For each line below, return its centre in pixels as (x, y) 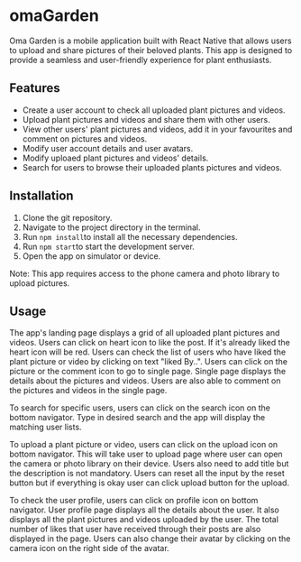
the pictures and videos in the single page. (88, 391)
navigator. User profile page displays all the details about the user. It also (144, 510)
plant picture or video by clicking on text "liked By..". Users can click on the (149, 362)
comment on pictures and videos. (85, 138)
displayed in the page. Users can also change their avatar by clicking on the (150, 539)
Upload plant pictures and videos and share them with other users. (146, 119)
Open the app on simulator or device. (91, 256)
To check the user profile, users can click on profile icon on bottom (134, 501)
